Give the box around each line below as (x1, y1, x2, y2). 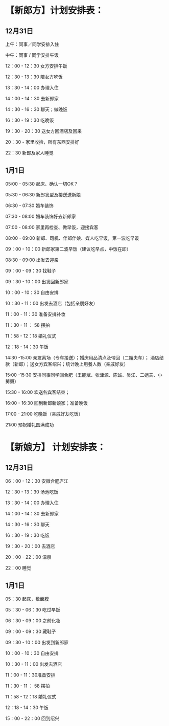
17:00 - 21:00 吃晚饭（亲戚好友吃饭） (5, 411, 83, 417)
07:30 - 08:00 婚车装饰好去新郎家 (5, 213, 76, 219)
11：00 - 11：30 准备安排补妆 (5, 311, 66, 317)
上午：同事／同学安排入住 (5, 41, 59, 47)
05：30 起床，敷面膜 (5, 596, 50, 602)
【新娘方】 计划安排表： (5, 442, 106, 453)
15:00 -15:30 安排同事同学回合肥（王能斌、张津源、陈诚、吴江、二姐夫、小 (5, 372, 162, 378)
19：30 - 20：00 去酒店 (5, 543, 55, 549)
